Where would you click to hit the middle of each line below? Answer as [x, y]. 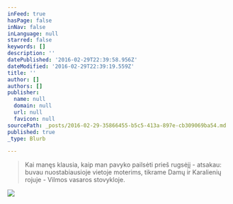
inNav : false [27, 27]
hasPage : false [30, 20]
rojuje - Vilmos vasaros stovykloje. [75, 180]
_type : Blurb [27, 138]
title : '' [22, 73]
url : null [28, 112]
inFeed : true [27, 14]
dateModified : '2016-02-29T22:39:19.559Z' [71, 66]
